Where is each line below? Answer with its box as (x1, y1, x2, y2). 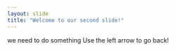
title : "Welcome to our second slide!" (7, 17, 125, 24)
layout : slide (7, 10, 49, 17)
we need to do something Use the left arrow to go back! (7, 36, 169, 44)
